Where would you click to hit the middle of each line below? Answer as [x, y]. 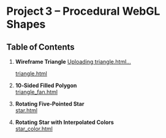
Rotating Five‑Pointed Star [50, 104]
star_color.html [34, 129]
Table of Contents [40, 47]
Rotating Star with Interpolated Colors [65, 122]
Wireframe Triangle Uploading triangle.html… [73, 62]
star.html [26, 110]
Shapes [26, 24]
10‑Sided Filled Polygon [46, 85]
